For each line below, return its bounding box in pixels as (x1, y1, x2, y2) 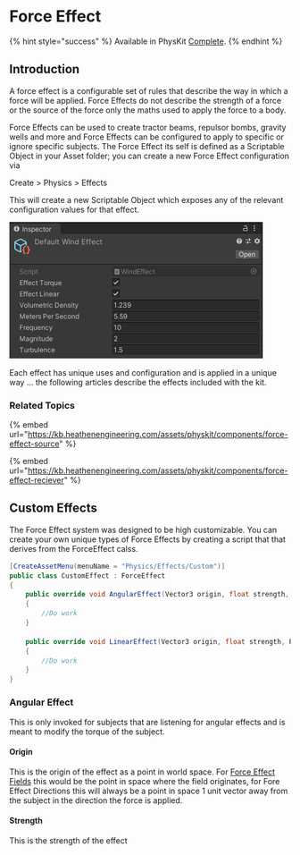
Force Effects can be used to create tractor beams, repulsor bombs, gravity (9, 122, 287, 132)
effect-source (9, 438, 60, 449)
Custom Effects (9, 501, 98, 516)
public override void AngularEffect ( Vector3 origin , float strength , (25, 590, 290, 599)
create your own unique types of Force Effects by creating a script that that (9, 534, 286, 545)
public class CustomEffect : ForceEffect (9, 571, 166, 580)
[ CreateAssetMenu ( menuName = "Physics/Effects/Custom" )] (9, 562, 226, 571)
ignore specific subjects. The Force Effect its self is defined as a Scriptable (9, 140, 285, 151)
